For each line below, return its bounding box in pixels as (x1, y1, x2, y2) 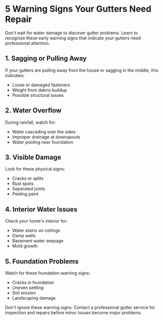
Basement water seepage (12, 238, 64, 244)
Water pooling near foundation (12, 139, 73, 145)
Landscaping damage (12, 295, 56, 301)
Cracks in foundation (12, 280, 54, 285)
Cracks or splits (12, 175, 44, 181)
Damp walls (12, 233, 36, 239)
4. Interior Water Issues (5, 205, 78, 213)
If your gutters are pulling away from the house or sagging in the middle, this (5, 67, 159, 73)
